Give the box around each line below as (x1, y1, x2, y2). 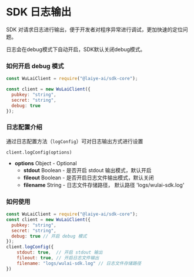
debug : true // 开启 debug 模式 (11, 233, 87, 239)
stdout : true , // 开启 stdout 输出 (16, 249, 103, 256)
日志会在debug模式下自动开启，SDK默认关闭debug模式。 (6, 45, 146, 53)
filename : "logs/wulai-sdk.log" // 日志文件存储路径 (16, 260, 142, 266)
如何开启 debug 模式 (6, 62, 64, 70)
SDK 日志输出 (6, 5, 72, 19)
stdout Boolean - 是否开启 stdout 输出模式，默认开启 (23, 166, 152, 173)
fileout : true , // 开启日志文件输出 (16, 255, 99, 261)
